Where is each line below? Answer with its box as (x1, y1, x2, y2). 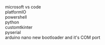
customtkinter (5, 24, 33, 30)
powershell (5, 14, 27, 20)
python (5, 19, 19, 25)
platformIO (5, 9, 27, 15)
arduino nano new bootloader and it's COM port (5, 34, 101, 40)
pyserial (5, 30, 21, 35)
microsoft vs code (5, 4, 41, 10)
